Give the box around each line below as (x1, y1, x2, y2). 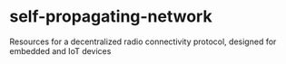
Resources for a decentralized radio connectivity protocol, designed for (9, 36, 277, 47)
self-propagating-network (9, 6, 212, 27)
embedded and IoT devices (9, 45, 112, 56)
